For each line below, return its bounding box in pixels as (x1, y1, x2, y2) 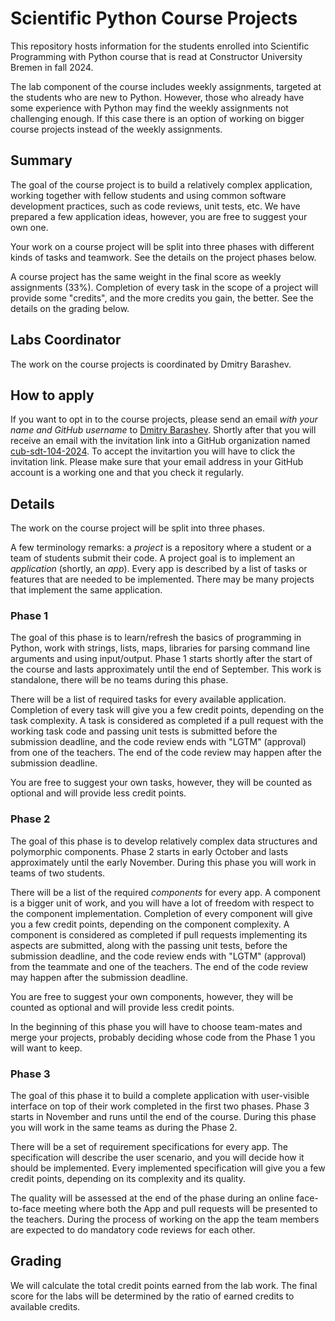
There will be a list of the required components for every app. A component (10, 886, 321, 898)
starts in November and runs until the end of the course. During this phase (10, 1111, 317, 1123)
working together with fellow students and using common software (10, 189, 287, 201)
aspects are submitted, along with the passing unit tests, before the (10, 939, 288, 951)
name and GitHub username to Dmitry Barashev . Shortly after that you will (10, 424, 317, 436)
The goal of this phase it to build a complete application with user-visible (10, 1090, 310, 1102)
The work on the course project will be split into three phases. (10, 522, 265, 534)
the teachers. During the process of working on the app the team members (10, 1213, 320, 1226)
